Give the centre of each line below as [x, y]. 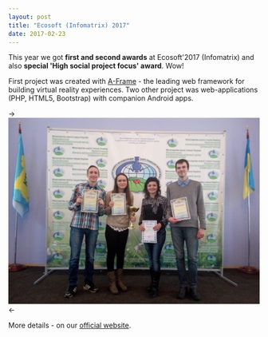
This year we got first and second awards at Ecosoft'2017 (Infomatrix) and [131, 57]
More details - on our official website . [70, 325]
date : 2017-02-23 [37, 34]
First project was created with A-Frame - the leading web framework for [126, 81]
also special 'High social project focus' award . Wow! [97, 66]
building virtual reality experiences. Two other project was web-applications [133, 90]
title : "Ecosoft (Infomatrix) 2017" [69, 25]
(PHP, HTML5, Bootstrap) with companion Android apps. [101, 98]
